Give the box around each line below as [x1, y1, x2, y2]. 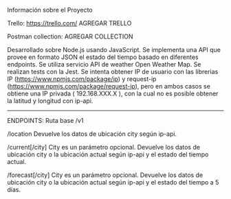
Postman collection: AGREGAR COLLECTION [7, 32, 133, 40]
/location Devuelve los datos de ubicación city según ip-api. [7, 130, 177, 138]
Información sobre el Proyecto [7, 6, 93, 14]
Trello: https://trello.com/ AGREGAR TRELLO [7, 19, 132, 27]
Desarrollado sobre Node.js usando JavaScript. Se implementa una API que [7, 46, 221, 54]
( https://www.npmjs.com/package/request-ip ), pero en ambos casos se [7, 82, 211, 90]
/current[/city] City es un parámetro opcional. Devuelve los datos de [7, 143, 201, 151]
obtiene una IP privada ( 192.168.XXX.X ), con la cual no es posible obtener [7, 89, 219, 97]
